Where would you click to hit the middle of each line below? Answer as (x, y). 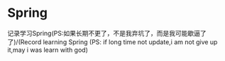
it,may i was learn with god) (48, 50)
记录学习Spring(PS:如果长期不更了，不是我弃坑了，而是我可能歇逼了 (107, 33)
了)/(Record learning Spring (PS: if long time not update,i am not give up (112, 42)
